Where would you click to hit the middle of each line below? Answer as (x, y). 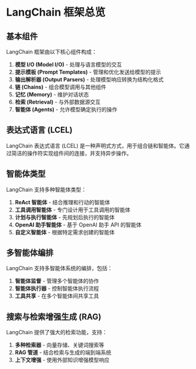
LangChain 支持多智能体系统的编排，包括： (59, 268)
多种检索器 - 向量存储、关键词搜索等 (59, 345)
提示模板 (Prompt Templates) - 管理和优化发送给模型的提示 (88, 72)
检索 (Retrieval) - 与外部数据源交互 (58, 102)
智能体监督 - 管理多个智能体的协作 (57, 281)
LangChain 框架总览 (56, 12)
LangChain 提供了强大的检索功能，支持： (57, 332)
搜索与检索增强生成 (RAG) (54, 317)
